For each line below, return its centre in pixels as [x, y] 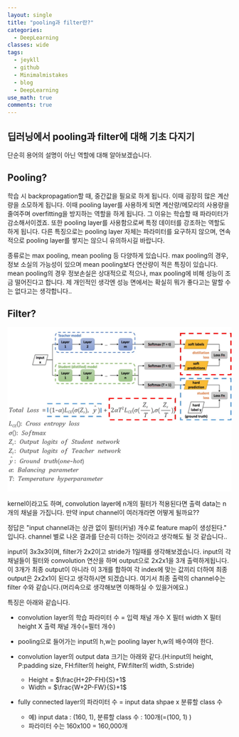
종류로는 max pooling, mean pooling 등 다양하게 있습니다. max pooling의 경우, [118, 255]
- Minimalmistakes [41, 75]
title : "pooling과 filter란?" [51, 22]
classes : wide [28, 45]
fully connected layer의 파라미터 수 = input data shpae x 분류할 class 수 [120, 702]
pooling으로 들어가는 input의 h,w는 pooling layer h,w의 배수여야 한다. [116, 642]
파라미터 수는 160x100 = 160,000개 [78, 726]
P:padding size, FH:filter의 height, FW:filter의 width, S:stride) [106, 666]
